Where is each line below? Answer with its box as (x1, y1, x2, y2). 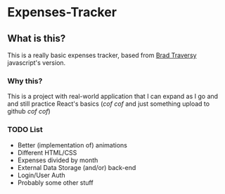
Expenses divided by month (17, 156, 98, 164)
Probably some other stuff (17, 178, 94, 187)
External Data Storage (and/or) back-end (17, 163, 136, 171)
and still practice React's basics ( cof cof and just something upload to (7, 99, 210, 108)
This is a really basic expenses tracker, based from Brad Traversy (7, 51, 197, 59)
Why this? (7, 75, 43, 85)
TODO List (7, 125, 44, 135)
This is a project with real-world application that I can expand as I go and (7, 92, 219, 101)
